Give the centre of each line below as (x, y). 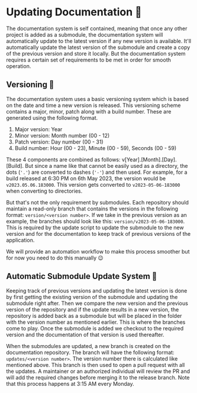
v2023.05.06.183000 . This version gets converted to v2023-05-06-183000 (93, 184)
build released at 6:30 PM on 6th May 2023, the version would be (86, 178)
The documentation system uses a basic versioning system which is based (98, 99)
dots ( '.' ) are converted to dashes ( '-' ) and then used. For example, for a (97, 172)
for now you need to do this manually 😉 (55, 258)
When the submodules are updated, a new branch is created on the (88, 346)
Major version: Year (38, 129)
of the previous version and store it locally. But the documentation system (96, 53)
